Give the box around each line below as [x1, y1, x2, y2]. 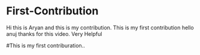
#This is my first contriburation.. [6, 42, 85, 49]
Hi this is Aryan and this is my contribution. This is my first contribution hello [6, 24, 194, 31]
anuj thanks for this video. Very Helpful [6, 30, 102, 37]
